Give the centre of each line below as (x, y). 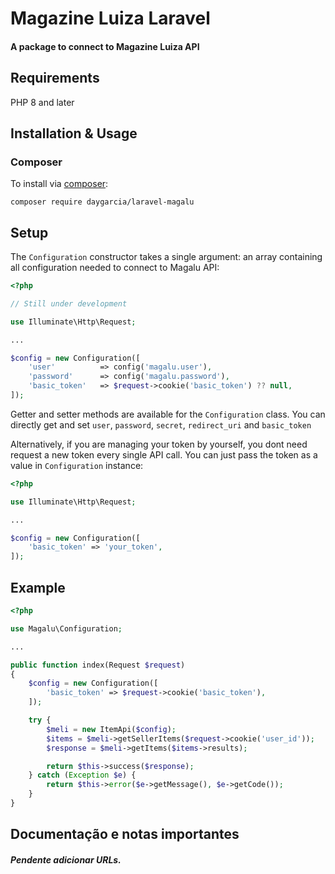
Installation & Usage (74, 133)
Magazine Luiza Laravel (110, 18)
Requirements (55, 78)
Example (38, 587)
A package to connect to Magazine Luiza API (105, 46)
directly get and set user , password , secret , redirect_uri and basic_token (161, 424)
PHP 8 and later (42, 102)
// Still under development (69, 303)
